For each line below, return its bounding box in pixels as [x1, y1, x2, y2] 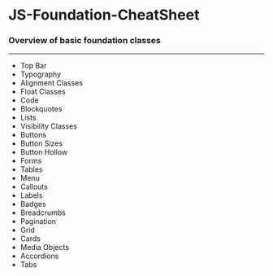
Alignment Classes [19, 78, 84, 88]
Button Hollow [19, 147, 68, 157]
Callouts [19, 182, 49, 192]
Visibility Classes [19, 121, 77, 131]
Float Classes [19, 87, 67, 97]
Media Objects [19, 243, 70, 252]
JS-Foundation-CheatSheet [8, 6, 200, 24]
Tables [19, 164, 43, 174]
